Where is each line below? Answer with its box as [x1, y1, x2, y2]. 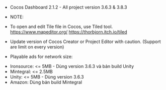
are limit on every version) [10, 44, 64, 49]
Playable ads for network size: [10, 53, 73, 59]
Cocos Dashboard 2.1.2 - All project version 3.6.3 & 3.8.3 [10, 4, 127, 10]
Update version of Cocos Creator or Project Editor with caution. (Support [10, 38, 161, 44]
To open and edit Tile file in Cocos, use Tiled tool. [10, 23, 113, 29]
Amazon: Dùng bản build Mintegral [10, 79, 82, 85]
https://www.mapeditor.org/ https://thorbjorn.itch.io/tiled [10, 29, 127, 34]
